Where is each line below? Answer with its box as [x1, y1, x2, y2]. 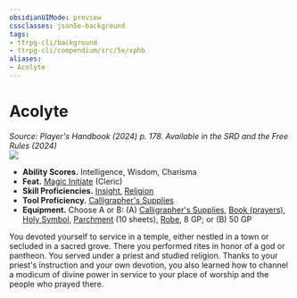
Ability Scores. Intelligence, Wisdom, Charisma [21, 166, 198, 177]
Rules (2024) [9, 140, 58, 151]
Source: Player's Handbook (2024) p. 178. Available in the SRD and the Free [9, 130, 288, 141]
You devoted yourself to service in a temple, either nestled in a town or [9, 231, 269, 242]
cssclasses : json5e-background [9, 21, 126, 30]
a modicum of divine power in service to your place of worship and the [9, 269, 269, 279]
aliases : [9, 54, 42, 63]
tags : [9, 29, 29, 38]
